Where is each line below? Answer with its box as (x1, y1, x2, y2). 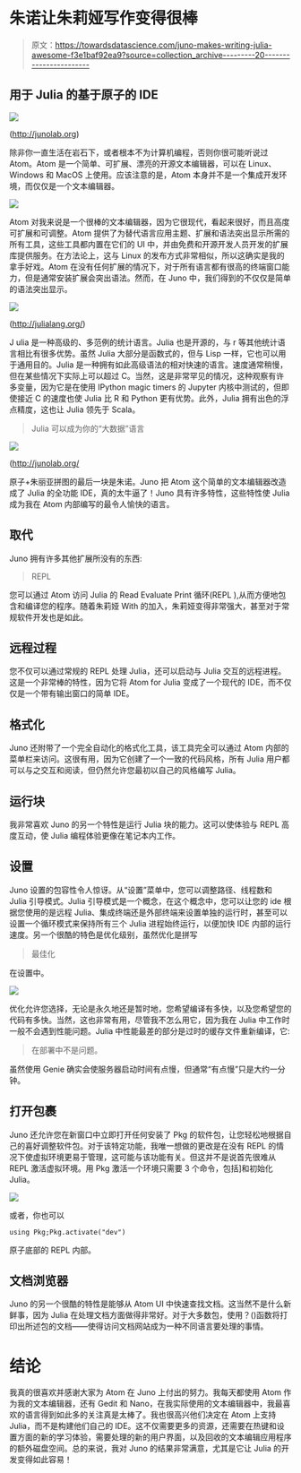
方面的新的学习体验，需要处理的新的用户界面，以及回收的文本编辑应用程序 (16, 1432, 292, 1443)
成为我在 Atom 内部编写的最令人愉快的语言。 (9, 498, 175, 509)
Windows (9, 169, 45, 180)
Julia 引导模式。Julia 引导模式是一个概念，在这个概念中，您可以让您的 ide (9, 895, 282, 906)
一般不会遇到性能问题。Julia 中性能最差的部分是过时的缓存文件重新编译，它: (9, 1025, 290, 1036)
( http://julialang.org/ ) (9, 318, 86, 329)
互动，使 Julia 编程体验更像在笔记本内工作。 (16, 831, 181, 840)
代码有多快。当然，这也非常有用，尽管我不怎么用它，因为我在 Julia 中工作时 (9, 1014, 290, 1025)
